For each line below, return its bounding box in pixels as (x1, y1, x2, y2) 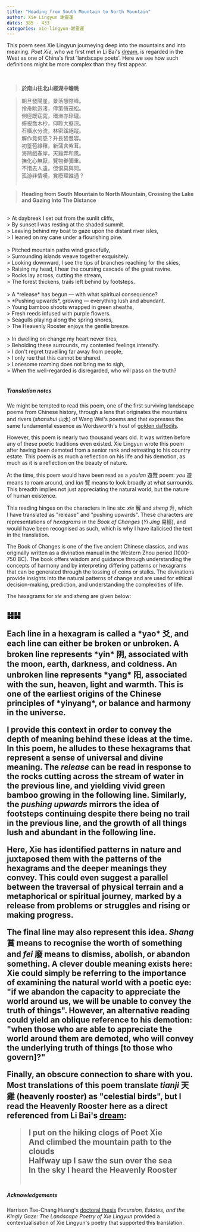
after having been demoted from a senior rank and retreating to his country (7, 446, 191, 454)
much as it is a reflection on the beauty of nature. (7, 459, 127, 467)
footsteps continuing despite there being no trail (7, 808, 190, 819)
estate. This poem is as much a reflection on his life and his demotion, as (7, 453, 186, 460)
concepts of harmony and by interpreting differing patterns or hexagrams (7, 562, 187, 569)
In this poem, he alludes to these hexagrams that (7, 743, 191, 753)
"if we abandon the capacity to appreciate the (7, 986, 181, 997)
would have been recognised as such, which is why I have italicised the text (7, 525, 193, 532)
